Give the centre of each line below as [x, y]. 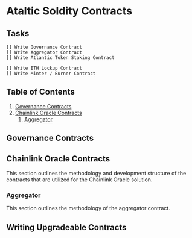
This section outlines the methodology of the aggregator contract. [88, 208]
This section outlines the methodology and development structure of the [96, 174]
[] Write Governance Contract [44, 47]
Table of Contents [41, 92]
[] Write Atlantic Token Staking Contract [60, 58]
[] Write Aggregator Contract [44, 52]
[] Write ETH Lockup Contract [44, 68]
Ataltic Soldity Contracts [69, 11]
